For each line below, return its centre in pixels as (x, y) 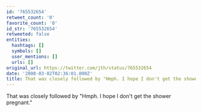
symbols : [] (27, 51)
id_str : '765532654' (32, 29)
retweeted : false (28, 34)
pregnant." (19, 102)
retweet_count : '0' (31, 17)
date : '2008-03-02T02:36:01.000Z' (50, 73)
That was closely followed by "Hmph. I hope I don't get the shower (89, 96)
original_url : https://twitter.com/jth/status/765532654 (79, 68)
